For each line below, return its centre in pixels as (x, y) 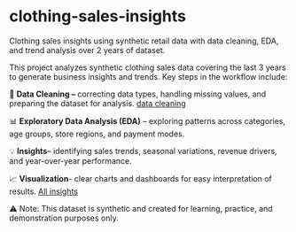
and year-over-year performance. (71, 160)
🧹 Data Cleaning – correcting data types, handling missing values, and (138, 94)
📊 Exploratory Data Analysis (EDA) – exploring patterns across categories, (148, 120)
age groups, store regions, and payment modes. (97, 134)
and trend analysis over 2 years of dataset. (87, 50)
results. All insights (43, 191)
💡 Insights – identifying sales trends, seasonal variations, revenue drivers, (143, 151)
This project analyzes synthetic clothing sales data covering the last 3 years (148, 67)
